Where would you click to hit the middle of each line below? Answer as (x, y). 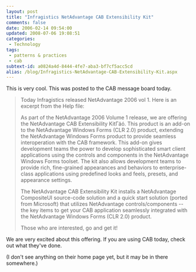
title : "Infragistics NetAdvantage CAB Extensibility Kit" (80, 17)
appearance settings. (46, 180)
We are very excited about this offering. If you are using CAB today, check (96, 240)
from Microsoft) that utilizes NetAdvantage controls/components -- (102, 204)
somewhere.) (22, 263)
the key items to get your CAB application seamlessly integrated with (104, 210)
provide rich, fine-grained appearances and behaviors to (89, 168)
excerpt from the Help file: (52, 106)
